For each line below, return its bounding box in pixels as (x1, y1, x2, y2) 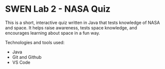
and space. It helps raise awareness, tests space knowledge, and (5, 24, 137, 30)
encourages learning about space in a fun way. (5, 30, 100, 36)
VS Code (12, 59, 30, 65)
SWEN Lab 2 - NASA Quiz (5, 3, 110, 15)
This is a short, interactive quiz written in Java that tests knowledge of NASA (5, 20, 160, 25)
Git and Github (12, 54, 42, 60)
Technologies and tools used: (5, 39, 65, 45)
